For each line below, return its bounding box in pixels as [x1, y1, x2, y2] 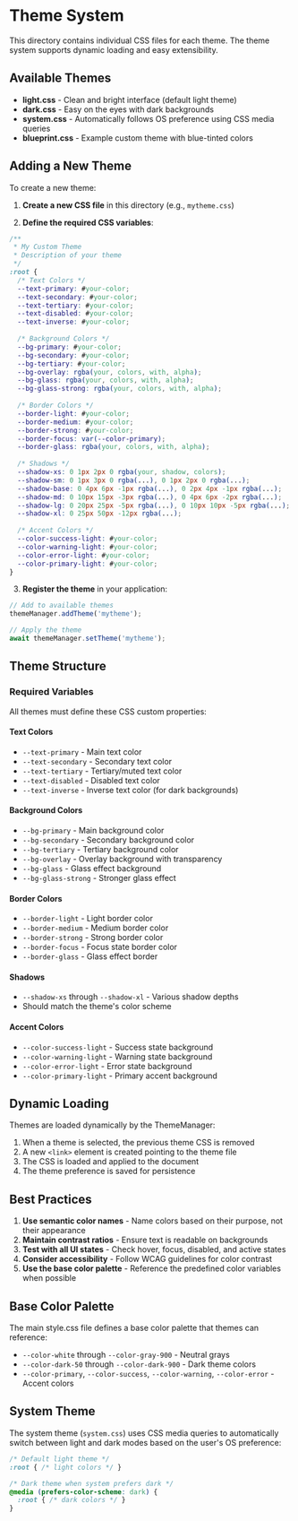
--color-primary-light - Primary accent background [21, 1070, 217, 1081]
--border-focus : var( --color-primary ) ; [17, 434, 166, 444]
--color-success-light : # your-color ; [17, 534, 158, 543]
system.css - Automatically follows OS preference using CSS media [21, 113, 275, 124]
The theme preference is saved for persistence [21, 1166, 196, 1177]
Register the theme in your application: [21, 583, 168, 594]
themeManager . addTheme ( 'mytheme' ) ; [9, 609, 142, 618]
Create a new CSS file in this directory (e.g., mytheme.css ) [21, 199, 234, 211]
